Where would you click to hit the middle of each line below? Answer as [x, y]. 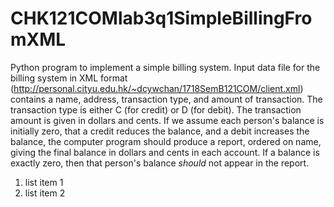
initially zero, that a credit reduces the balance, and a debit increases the [160, 131]
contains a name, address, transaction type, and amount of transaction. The [166, 99]
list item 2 [45, 193]
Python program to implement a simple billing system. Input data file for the [165, 67]
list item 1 [44, 182]
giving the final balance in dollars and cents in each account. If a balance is [165, 152]
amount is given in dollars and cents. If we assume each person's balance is [167, 120]
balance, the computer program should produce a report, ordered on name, [166, 141]
